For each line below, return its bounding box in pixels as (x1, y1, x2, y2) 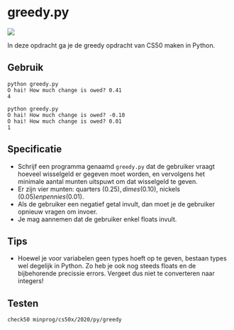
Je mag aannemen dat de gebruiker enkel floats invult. (17, 214, 177, 224)
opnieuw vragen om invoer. (17, 207, 98, 216)
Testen (7, 297, 39, 309)
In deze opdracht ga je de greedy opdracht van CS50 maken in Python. (7, 40, 216, 50)
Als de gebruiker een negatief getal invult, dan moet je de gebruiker (17, 199, 216, 208)
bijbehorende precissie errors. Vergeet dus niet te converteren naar (17, 269, 215, 277)
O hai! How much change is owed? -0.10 (7, 111, 126, 119)
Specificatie (7, 143, 62, 155)
